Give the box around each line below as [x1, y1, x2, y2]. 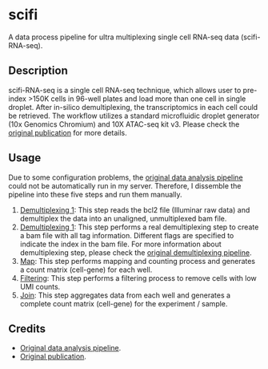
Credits [8, 322, 46, 335]
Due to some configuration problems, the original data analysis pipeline [8, 172, 243, 182]
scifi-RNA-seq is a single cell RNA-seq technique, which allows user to [8, 85, 242, 95]
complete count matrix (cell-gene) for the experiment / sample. [19, 298, 228, 308]
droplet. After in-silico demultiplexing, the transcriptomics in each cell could [8, 102, 258, 112]
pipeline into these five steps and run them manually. [8, 189, 182, 199]
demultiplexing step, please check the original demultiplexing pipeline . [19, 247, 252, 257]
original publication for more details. [8, 128, 128, 137]
